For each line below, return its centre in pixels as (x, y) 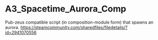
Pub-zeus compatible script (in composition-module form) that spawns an (79, 22)
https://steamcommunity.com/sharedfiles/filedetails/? (74, 27)
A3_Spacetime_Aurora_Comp (66, 9)
